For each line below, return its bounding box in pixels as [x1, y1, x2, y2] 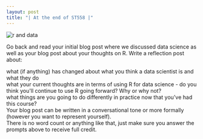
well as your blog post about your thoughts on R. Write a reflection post [6, 49, 185, 56]
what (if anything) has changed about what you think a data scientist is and [6, 67, 194, 75]
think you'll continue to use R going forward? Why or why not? [6, 87, 162, 94]
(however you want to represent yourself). [6, 113, 111, 120]
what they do [6, 74, 39, 81]
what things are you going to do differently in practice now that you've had [6, 93, 193, 101]
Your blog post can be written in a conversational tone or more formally [6, 106, 184, 114]
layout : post [6, 8, 39, 15]
